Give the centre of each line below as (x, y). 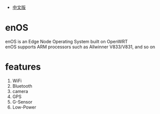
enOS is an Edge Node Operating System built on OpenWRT (67, 41)
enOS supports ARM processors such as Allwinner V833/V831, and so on (80, 47)
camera (20, 91)
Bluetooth (22, 86)
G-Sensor (22, 102)
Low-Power (24, 107)
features (23, 67)
